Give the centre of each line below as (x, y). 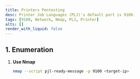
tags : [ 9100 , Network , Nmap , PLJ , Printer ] (52, 19)
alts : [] (15, 24)
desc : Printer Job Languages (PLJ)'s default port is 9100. (71, 15)
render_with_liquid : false (34, 29)
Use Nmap (24, 62)
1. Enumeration (29, 50)
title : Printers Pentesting (35, 10)
